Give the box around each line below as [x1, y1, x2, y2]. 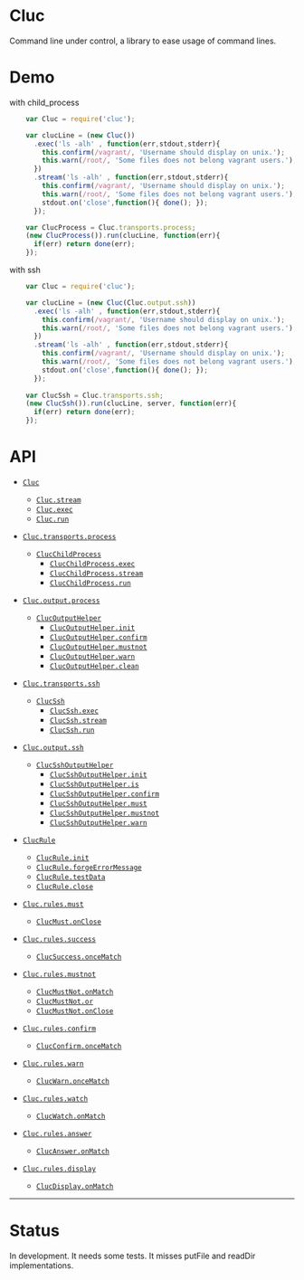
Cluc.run [35, 515, 70, 524]
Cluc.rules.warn [22, 1059, 84, 1068]
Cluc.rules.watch [22, 1094, 89, 1104]
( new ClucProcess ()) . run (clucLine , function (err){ [25, 232, 221, 241]
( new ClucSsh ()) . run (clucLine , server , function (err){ [25, 399, 237, 408]
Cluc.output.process [22, 596, 100, 605]
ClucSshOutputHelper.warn [49, 818, 147, 828]
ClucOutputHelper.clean [49, 661, 139, 670]
